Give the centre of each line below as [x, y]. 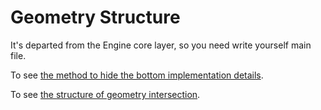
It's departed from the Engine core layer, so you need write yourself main [161, 45]
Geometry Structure [95, 17]
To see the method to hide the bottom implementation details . [137, 75]
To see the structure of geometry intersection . [105, 94]
